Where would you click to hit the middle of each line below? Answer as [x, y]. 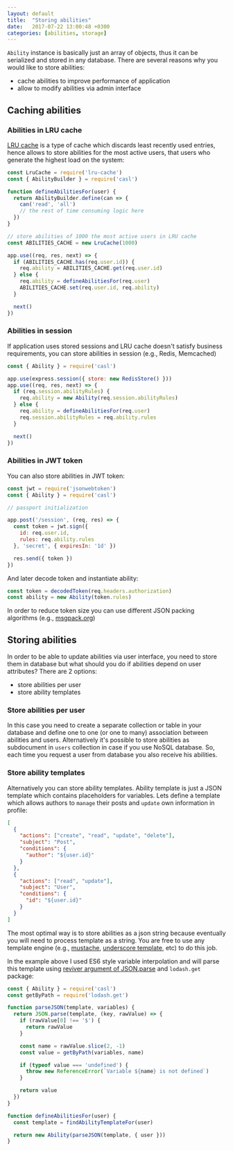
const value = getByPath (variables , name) [82, 1052]
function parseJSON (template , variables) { [71, 1008]
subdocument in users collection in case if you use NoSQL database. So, [111, 747]
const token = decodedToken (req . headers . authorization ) [89, 591]
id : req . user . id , [45, 533]
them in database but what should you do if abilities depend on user [104, 664]
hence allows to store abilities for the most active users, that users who [109, 152]
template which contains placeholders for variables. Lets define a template [114, 795]
